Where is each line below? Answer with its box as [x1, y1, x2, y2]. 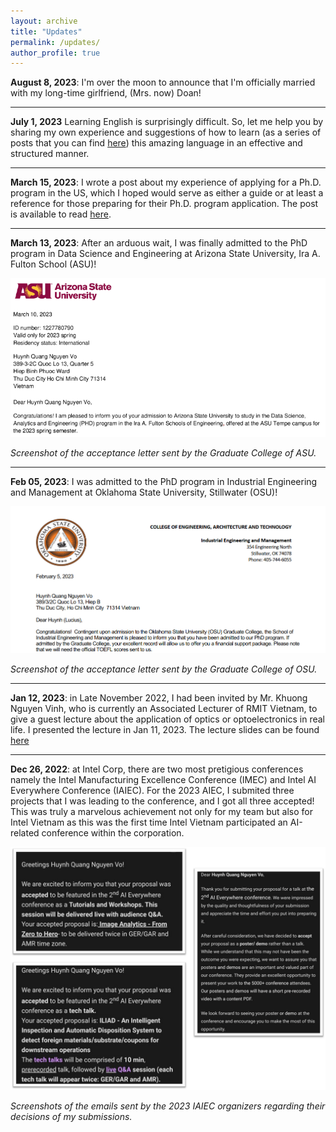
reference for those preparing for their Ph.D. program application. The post [10, 198, 319, 210]
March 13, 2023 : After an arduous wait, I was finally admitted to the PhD [10, 237, 308, 249]
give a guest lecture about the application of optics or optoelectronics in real [10, 713, 325, 725]
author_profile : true [10, 48, 101, 58]
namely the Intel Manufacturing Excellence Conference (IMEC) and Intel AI [10, 773, 317, 785]
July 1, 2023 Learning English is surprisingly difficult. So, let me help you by [10, 116, 324, 128]
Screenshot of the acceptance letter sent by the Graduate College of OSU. [10, 663, 318, 675]
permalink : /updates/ [10, 37, 101, 47]
